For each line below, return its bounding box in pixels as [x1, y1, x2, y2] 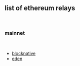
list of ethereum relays [4, 4, 76, 12]
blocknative [11, 51, 36, 57]
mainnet [4, 29, 25, 36]
